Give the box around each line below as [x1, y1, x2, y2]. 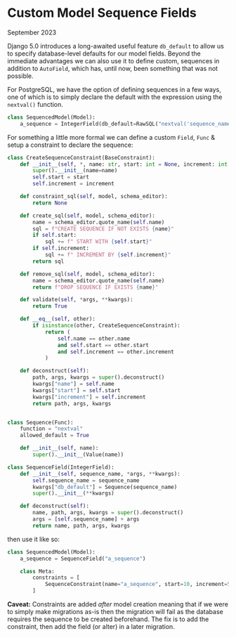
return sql [32, 258, 65, 265]
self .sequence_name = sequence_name [32, 476, 140, 484]
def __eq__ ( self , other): [20, 315, 96, 323]
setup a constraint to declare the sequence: [7, 141, 133, 149]
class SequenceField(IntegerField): [7, 464, 114, 471]
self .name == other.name [57, 335, 131, 342]
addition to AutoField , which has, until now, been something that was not [7, 64, 218, 72]
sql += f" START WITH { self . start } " [44, 238, 152, 245]
